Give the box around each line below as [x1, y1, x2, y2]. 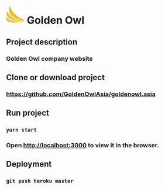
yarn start [6, 127, 37, 133]
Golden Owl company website [6, 54, 93, 63]
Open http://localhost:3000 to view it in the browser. [6, 141, 159, 150]
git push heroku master [6, 178, 74, 185]
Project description [6, 37, 78, 47]
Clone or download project [6, 72, 105, 82]
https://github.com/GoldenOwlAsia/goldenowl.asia [6, 90, 156, 98]
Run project [6, 108, 50, 118]
